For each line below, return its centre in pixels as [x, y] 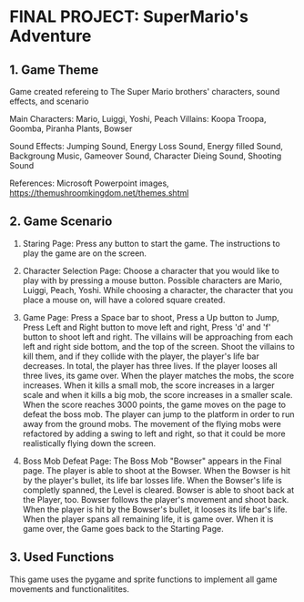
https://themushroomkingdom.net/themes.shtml [99, 193]
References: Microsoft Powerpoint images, [90, 183]
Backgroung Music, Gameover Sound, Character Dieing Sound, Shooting [146, 156]
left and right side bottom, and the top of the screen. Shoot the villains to [159, 346]
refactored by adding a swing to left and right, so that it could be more [154, 434]
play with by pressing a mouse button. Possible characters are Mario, [152, 281]
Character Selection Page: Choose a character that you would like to [151, 270]
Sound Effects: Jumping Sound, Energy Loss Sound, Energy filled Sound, [147, 146]
